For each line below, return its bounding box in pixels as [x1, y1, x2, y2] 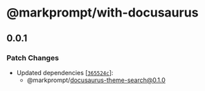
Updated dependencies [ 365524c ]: [16, 68, 114, 77]
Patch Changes [6, 53, 60, 63]
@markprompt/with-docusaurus [6, 5, 199, 21]
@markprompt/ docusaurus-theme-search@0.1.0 [26, 76, 166, 84]
